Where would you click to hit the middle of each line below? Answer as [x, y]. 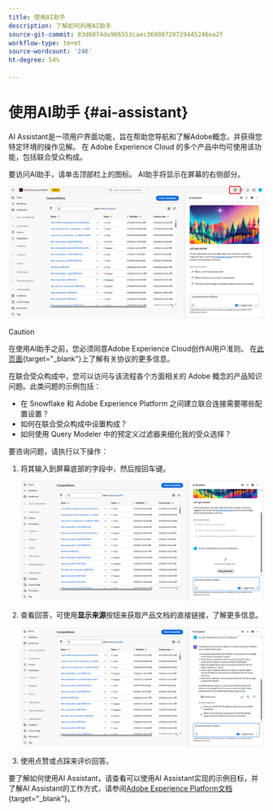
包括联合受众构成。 [54, 157]
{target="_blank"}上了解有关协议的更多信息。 [99, 359]
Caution [22, 332]
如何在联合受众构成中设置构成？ [74, 424]
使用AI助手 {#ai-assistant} [98, 113]
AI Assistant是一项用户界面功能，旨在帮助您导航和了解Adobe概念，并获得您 [135, 136]
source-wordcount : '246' [50, 52]
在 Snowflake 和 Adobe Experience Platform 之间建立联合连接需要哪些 [138, 403]
